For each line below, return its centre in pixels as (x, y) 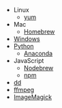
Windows (27, 39)
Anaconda (38, 53)
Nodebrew (38, 68)
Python (24, 46)
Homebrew (39, 31)
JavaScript (29, 60)
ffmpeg (24, 90)
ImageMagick (33, 97)
